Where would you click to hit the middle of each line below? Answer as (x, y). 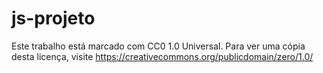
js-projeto (53, 18)
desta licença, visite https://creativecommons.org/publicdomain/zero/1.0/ (162, 56)
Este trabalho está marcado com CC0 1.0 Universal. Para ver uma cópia (158, 46)
